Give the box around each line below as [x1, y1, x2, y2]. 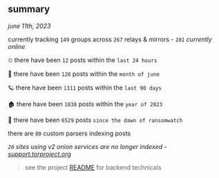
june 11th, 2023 [8, 21, 51, 30]
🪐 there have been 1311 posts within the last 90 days [8, 83, 162, 92]
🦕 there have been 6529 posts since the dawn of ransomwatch [8, 115, 183, 124]
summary [8, 3, 50, 15]
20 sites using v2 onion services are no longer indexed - [8, 142, 167, 150]
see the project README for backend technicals [24, 163, 162, 171]
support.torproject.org [8, 150, 71, 158]
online [8, 42, 26, 50]
